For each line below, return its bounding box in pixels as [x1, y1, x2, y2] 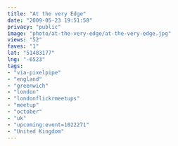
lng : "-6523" [7, 56, 46, 63]
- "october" [7, 108, 42, 115]
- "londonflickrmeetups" [7, 95, 80, 102]
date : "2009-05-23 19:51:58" [7, 17, 93, 24]
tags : [7, 62, 23, 69]
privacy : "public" [7, 23, 61, 30]
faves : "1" [7, 43, 39, 50]
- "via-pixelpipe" [7, 69, 61, 76]
